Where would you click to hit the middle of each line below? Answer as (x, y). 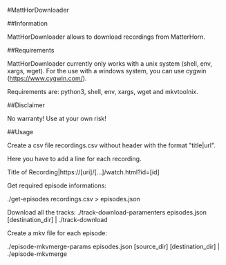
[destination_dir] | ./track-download (58, 220)
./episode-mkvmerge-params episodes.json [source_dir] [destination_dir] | (113, 246)
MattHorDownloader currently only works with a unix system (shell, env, (110, 64)
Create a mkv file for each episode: (57, 233)
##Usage (20, 132)
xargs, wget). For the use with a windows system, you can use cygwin (107, 71)
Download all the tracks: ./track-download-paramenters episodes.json (107, 212)
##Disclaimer (26, 105)
